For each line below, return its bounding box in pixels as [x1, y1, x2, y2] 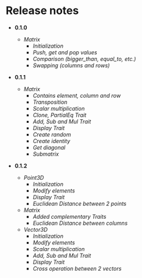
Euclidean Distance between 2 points [32, 200, 127, 207]
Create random [32, 131, 71, 138]
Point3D [23, 174, 44, 181]
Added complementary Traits [32, 213, 107, 220]
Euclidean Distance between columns [32, 219, 128, 227]
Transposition [32, 98, 68, 106]
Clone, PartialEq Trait [32, 111, 87, 119]
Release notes [5, 4, 79, 18]
